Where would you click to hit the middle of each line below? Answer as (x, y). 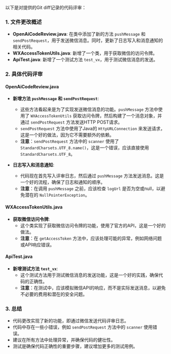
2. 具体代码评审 (24, 74)
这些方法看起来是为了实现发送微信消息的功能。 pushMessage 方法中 (89, 109)
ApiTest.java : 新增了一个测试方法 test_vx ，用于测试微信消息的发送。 (85, 60)
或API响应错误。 (37, 245)
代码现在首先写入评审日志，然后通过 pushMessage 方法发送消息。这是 (92, 176)
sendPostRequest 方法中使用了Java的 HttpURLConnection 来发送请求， (93, 129)
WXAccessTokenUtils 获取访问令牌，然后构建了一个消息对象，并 (96, 116)
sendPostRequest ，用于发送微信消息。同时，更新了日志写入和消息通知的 (88, 40)
